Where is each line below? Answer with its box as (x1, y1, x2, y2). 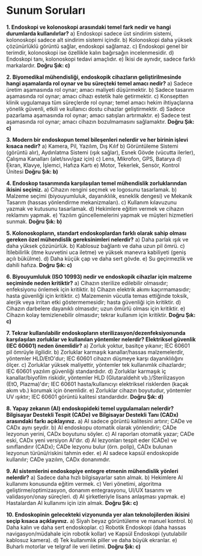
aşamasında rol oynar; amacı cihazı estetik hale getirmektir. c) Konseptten (6, 92, 189, 100)
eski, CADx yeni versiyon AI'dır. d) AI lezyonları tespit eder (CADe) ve (6, 437, 177, 444)
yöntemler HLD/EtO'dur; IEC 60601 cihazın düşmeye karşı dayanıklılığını (6, 355, 183, 362)
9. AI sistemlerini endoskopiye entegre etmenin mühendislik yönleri (6, 467, 179, 474)
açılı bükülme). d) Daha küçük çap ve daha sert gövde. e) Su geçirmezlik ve (6, 255, 194, 262)
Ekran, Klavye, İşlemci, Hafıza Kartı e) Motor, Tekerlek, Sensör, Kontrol (6, 162, 180, 169)
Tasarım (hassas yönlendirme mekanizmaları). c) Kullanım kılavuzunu (6, 199, 177, 206)
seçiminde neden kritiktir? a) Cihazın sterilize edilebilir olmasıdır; (6, 279, 168, 286)
